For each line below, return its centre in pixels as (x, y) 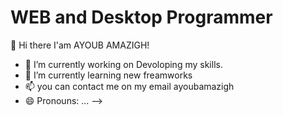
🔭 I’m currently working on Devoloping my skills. (123, 64)
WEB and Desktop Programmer (141, 17)
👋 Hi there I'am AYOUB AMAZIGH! (80, 45)
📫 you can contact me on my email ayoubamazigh (129, 86)
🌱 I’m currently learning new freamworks (108, 75)
